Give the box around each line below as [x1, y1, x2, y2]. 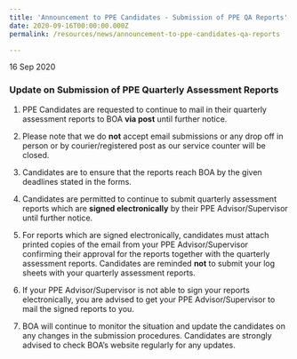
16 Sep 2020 [9, 61, 56, 72]
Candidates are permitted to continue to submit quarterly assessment [21, 193, 277, 204]
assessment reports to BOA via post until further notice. [21, 113, 228, 124]
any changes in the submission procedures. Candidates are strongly [21, 330, 273, 340]
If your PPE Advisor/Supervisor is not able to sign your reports [21, 284, 251, 295]
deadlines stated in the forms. [21, 176, 132, 187]
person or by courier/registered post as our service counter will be [21, 140, 267, 151]
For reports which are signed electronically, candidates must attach [21, 229, 269, 240]
